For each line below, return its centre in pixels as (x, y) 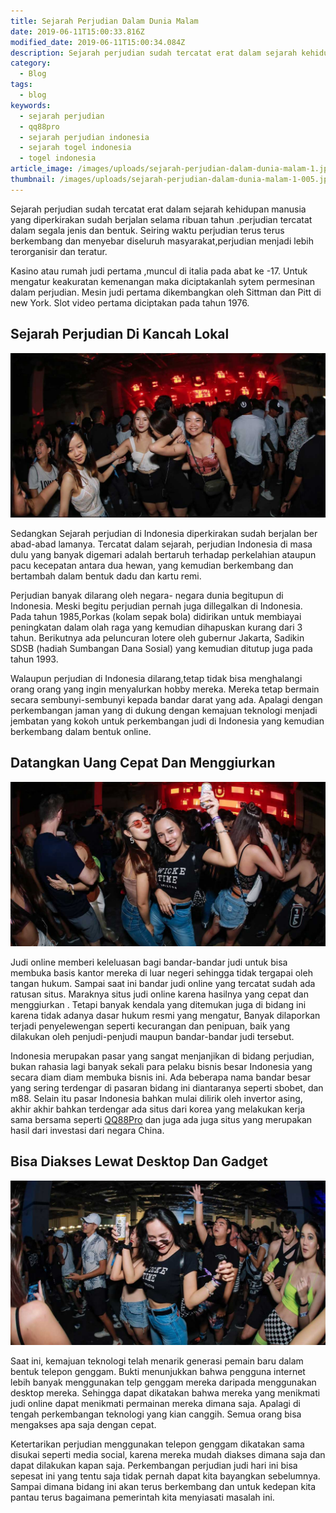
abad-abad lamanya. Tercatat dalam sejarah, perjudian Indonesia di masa (161, 544)
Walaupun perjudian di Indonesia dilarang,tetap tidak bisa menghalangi (156, 678)
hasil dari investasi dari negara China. (87, 1130)
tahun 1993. (34, 659)
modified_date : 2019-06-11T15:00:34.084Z (98, 42)
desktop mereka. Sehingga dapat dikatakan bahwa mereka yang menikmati (165, 1393)
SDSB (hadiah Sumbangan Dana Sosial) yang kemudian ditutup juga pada (161, 648)
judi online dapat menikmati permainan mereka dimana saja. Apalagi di (155, 1404)
